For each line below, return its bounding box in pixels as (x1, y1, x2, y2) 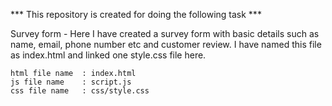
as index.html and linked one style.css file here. (10, 49, 207, 61)
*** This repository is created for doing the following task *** (10, 9, 262, 20)
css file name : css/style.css (10, 86, 150, 96)
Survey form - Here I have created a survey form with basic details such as (10, 28, 320, 39)
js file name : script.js (10, 77, 132, 87)
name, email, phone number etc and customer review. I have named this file (10, 39, 322, 50)
